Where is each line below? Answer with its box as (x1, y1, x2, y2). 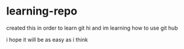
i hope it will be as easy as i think (6, 36, 89, 43)
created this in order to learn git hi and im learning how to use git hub (6, 24, 178, 31)
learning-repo (6, 4, 77, 18)
